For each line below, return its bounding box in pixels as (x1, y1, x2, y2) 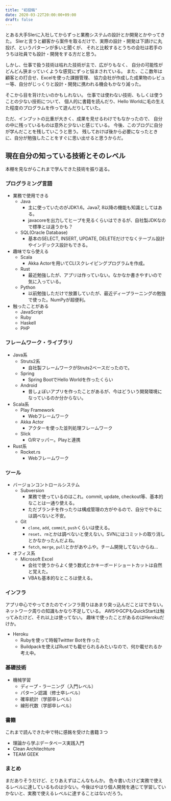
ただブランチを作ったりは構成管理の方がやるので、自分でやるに (28, 506, 162, 513)
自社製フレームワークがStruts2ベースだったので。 (28, 365, 133, 371)
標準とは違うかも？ (32, 224, 73, 230)
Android (20, 382, 37, 388)
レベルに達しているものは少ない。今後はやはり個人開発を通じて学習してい (9, 784, 166, 790)
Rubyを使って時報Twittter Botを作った (20, 637, 101, 644)
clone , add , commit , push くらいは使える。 (28, 525, 113, 531)
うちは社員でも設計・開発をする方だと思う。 (5, 51, 100, 57)
